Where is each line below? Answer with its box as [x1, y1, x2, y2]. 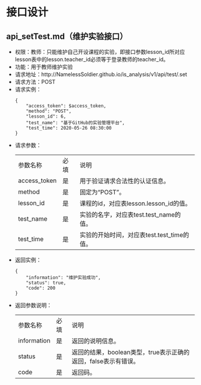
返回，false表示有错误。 [71, 357, 139, 365]
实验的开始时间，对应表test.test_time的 [80, 231, 190, 239]
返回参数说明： [14, 302, 52, 309]
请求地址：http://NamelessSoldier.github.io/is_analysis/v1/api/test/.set [14, 71, 187, 78]
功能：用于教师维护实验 [14, 64, 73, 70]
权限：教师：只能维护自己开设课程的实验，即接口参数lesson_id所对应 [14, 49, 185, 55]
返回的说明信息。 [71, 337, 120, 345]
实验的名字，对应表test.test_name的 [80, 210, 181, 219]
